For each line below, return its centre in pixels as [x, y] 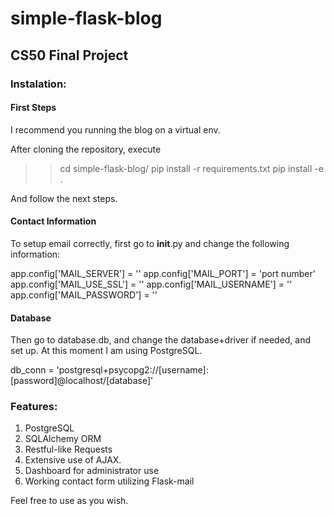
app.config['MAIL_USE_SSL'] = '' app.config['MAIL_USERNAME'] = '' [151, 284]
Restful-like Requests [68, 449]
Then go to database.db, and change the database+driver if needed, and [161, 340]
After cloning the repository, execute [86, 149]
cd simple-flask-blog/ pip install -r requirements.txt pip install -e [191, 168]
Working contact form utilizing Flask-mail [109, 481]
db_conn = [32, 370]
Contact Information [53, 221]
